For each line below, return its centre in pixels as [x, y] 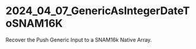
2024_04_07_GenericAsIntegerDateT [98, 11]
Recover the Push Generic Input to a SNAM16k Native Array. [79, 40]
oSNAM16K [34, 23]
